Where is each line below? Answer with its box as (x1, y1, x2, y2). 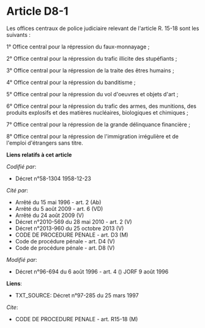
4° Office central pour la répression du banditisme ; (6, 78, 136, 86)
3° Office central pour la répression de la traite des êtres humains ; (6, 66, 174, 74)
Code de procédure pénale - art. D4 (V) (15, 237, 115, 245)
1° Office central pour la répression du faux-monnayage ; (6, 43, 150, 50)
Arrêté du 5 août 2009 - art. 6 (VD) (15, 205, 103, 212)
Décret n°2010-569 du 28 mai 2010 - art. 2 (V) (15, 218, 133, 225)
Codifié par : (6, 162, 37, 170)
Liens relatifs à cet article (6, 151, 72, 158)
